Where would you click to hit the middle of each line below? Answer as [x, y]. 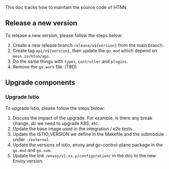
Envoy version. [28, 161]
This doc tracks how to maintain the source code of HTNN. [66, 7]
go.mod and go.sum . [32, 150]
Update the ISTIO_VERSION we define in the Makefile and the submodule [88, 134]
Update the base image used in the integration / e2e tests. [73, 129]
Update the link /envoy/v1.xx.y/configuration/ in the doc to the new [84, 155]
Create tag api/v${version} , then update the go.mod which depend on [85, 51]
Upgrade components [40, 83]
